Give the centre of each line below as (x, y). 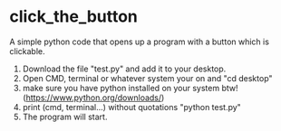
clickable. (27, 51)
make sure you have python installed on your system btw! (130, 88)
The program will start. (65, 117)
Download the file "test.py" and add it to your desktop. (124, 69)
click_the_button (74, 17)
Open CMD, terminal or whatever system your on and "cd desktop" (148, 78)
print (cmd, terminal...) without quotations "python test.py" (132, 107)
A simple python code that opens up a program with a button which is (140, 42)
